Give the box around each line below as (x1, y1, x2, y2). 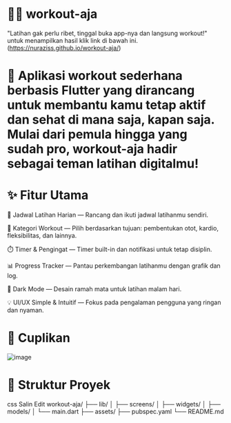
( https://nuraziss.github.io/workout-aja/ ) (7, 43, 121, 52)
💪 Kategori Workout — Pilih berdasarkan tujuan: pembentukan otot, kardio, (7, 224, 219, 233)
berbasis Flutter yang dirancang (7, 83, 195, 99)
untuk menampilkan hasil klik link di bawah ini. (7, 36, 139, 44)
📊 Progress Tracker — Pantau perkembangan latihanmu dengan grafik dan (7, 262, 221, 270)
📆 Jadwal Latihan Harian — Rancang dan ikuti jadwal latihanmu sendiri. (7, 210, 209, 219)
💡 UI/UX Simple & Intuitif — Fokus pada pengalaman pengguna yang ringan (7, 298, 221, 306)
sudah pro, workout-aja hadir (7, 141, 178, 157)
